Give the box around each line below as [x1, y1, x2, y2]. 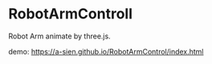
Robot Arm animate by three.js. [8, 31, 111, 41]
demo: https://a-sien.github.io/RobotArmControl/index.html [8, 46, 204, 56]
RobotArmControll [8, 5, 132, 23]
